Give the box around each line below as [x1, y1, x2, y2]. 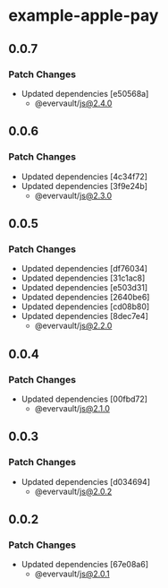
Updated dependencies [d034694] [21, 476, 151, 487]
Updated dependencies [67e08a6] [21, 559, 149, 570]
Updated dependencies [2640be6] [21, 292, 150, 303]
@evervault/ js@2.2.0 [34, 320, 113, 332]
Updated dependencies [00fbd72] [21, 393, 148, 404]
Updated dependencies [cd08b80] [21, 301, 150, 312]
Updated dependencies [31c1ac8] [21, 272, 146, 283]
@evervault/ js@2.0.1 [34, 568, 110, 579]
